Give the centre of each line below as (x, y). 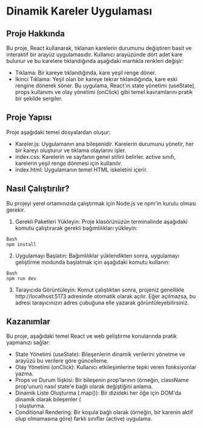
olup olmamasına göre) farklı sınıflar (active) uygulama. (84, 419)
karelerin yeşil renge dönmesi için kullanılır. (68, 163)
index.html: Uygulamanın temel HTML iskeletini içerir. (81, 169)
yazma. (24, 373)
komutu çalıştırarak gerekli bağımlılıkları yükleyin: (76, 228)
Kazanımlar (28, 322)
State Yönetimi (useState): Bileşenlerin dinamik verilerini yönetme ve (100, 354)
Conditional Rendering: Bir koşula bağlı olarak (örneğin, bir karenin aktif (104, 412)
